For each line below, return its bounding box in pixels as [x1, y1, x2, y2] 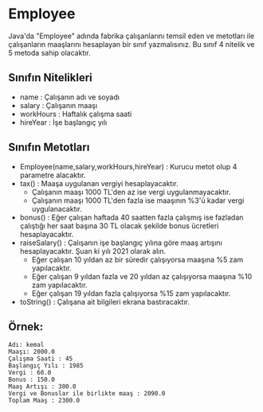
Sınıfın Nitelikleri [8, 71, 93, 84]
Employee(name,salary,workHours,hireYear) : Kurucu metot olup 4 [19, 161, 237, 171]
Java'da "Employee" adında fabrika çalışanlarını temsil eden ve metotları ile [8, 31, 255, 41]
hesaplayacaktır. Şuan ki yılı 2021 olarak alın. [19, 246, 166, 255]
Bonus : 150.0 [8, 375, 56, 384]
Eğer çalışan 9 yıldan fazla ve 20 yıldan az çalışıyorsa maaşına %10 [31, 271, 253, 281]
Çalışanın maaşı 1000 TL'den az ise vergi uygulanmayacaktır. [31, 187, 231, 196]
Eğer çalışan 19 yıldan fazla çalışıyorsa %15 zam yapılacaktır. [31, 288, 231, 298]
